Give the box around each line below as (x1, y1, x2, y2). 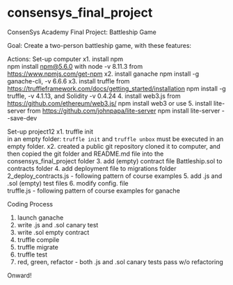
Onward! (7, 271, 32, 279)
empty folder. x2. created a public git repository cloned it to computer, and (7, 142, 220, 150)
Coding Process (7, 199, 54, 208)
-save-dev (7, 113, 38, 122)
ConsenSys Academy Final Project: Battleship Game (7, 28, 156, 36)
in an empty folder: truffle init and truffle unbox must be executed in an (7, 134, 224, 143)
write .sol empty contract (17, 228, 90, 236)
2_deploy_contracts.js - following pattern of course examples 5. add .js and (7, 172, 223, 180)
